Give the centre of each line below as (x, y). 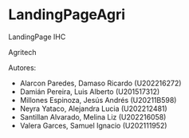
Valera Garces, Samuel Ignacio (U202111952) (93, 125)
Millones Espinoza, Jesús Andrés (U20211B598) (98, 100)
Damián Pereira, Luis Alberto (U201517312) (90, 91)
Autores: (22, 67)
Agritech (22, 52)
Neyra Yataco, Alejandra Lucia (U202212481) (93, 108)
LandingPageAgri (67, 15)
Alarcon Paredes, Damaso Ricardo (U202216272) (100, 83)
